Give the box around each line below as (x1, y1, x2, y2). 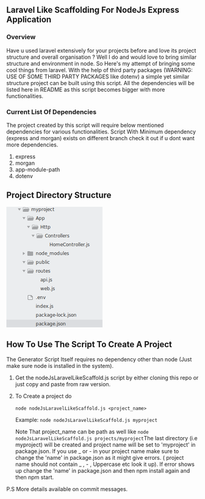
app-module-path (15, 165, 60, 173)
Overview (6, 33, 36, 42)
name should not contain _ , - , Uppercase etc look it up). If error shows (15, 460, 195, 468)
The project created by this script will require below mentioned (6, 121, 164, 129)
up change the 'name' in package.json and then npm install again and (15, 467, 190, 474)
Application (6, 15, 52, 25)
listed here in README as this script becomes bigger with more (6, 86, 165, 93)
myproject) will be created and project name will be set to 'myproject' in (15, 441, 196, 448)
